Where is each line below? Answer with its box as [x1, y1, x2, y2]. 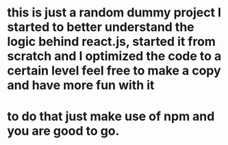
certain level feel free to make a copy [7, 63, 221, 79]
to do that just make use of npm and [7, 109, 215, 124]
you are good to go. [7, 123, 120, 139]
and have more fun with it [7, 77, 155, 93]
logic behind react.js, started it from [7, 34, 216, 49]
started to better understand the [7, 19, 195, 35]
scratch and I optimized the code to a [7, 49, 222, 64]
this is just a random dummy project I [7, 5, 221, 21]
